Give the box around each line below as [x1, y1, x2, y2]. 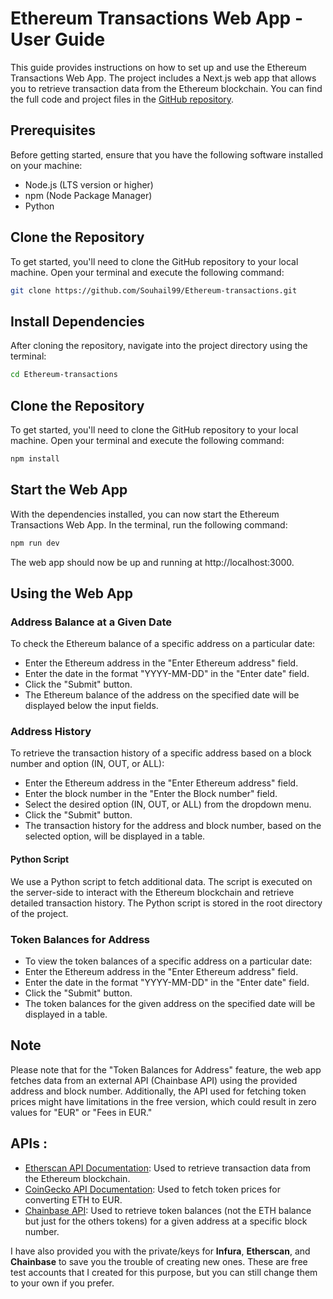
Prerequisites [10, 122, 96, 139]
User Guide [10, 28, 106, 51]
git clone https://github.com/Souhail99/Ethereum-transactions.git [10, 285, 298, 296]
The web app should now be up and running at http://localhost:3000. [10, 556, 295, 568]
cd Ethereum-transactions [10, 370, 118, 380]
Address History [10, 725, 92, 739]
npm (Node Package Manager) [24, 189, 153, 201]
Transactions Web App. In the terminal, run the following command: [10, 518, 288, 531]
